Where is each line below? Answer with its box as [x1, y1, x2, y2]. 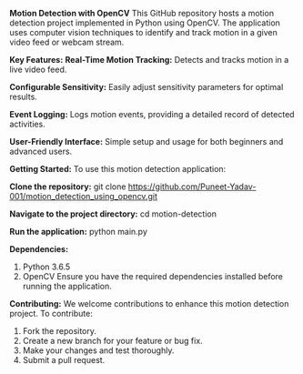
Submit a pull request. [22, 355, 106, 365]
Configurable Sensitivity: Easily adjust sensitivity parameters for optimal [9, 82, 284, 92]
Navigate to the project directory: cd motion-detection [9, 208, 217, 219]
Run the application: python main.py [9, 227, 148, 237]
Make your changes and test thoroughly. [22, 345, 175, 356]
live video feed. [9, 64, 67, 75]
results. [9, 91, 38, 102]
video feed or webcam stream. [9, 36, 125, 47]
